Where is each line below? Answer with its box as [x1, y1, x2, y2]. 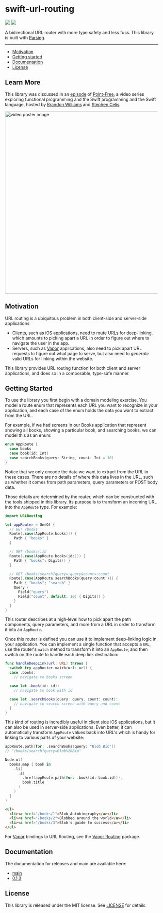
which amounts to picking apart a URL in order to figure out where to [12, 335, 149, 341]
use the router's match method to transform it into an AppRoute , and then [5, 646, 148, 652]
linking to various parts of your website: [5, 734, 84, 740]
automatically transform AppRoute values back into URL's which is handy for [5, 730, 156, 735]
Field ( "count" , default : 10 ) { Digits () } [17, 594, 105, 599]
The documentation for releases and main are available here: [5, 860, 127, 866]
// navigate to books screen [14, 675, 73, 680]
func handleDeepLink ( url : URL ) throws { [5, 661, 88, 666]
